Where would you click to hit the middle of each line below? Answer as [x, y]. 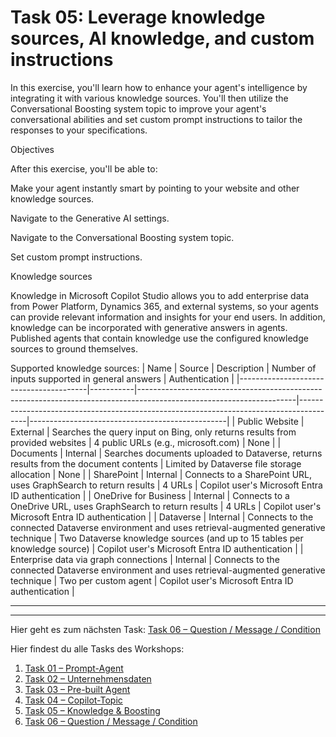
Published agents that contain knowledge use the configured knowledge [159, 338]
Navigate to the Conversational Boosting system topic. [122, 237]
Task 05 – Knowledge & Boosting [92, 710]
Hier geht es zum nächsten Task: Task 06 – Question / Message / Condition [165, 629]
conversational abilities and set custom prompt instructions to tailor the [156, 119]
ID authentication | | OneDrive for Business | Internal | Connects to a [150, 495]
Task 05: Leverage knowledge [138, 17]
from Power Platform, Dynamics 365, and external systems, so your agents [164, 306]
